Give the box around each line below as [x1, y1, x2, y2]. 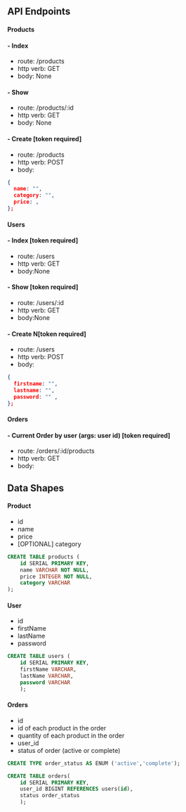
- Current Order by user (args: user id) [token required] [7, 431, 171, 439]
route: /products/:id [17, 103, 74, 112]
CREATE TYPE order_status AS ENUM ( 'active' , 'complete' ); [7, 759, 180, 767]
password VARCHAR [20, 678, 71, 686]
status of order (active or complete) [17, 746, 121, 754]
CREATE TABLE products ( [7, 553, 80, 560]
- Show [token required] [7, 283, 79, 291]
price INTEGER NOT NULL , [20, 573, 93, 580]
